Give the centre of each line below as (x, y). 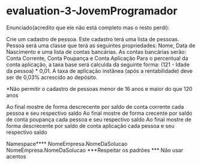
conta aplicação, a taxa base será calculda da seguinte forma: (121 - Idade (98, 65)
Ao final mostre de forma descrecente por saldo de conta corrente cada (95, 106)
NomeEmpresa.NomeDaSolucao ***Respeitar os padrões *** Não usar (95, 150)
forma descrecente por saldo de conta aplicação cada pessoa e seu (91, 126)
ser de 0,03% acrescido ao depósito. (52, 77)
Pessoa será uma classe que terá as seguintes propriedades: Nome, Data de (101, 45)
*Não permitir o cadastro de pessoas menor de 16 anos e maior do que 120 (100, 88)
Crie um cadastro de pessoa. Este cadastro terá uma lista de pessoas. (93, 39)
